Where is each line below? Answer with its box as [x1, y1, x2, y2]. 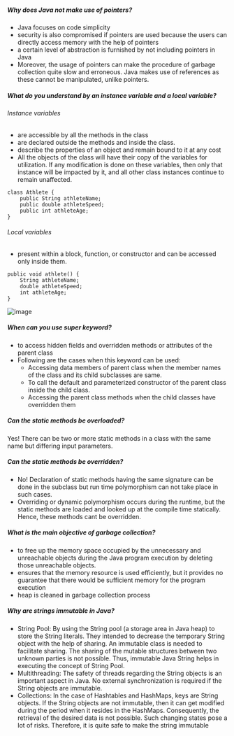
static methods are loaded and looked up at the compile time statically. [17, 504, 221, 514]
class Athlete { [7, 189, 54, 196]
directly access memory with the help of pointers [17, 38, 159, 46]
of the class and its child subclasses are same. [27, 371, 162, 379]
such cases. [17, 490, 52, 498]
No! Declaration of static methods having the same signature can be [17, 475, 214, 483]
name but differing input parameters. [7, 441, 113, 450]
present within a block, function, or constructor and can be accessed [17, 249, 217, 258]
